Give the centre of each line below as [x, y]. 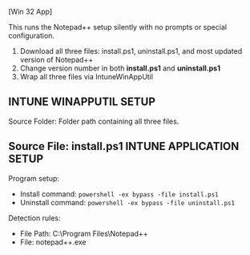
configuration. [31, 36]
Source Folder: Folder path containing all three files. [94, 121]
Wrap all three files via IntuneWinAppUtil [87, 77]
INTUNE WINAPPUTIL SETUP [82, 102]
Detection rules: [34, 218]
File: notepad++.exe [53, 242]
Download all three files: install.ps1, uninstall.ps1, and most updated [131, 51]
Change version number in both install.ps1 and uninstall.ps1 [120, 68]
